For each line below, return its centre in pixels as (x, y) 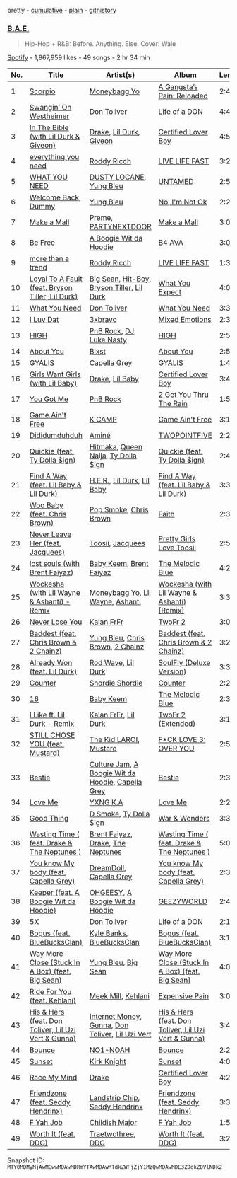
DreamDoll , (108, 868)
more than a (49, 259)
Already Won (51, 663)
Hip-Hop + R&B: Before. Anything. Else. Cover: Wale (100, 44)
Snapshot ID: (26, 1160)
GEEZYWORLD (183, 901)
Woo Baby (46, 505)
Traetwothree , (113, 1134)
